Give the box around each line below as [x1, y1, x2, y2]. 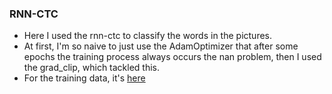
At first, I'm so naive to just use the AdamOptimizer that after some [23, 40, 299, 52]
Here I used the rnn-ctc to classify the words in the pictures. [23, 30, 273, 42]
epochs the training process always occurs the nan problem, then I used [23, 51, 322, 63]
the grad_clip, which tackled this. [23, 62, 161, 74]
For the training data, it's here [23, 72, 146, 84]
